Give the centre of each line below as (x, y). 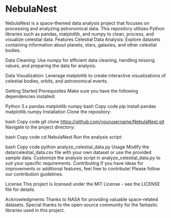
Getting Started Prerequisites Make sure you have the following (72, 91)
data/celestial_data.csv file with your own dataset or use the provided (78, 152)
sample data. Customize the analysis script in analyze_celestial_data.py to (83, 158)
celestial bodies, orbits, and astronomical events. (57, 81)
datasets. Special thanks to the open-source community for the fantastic (82, 205)
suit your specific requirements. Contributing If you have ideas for (75, 163)
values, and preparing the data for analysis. (51, 66)
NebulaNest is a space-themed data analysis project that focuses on (77, 23)
